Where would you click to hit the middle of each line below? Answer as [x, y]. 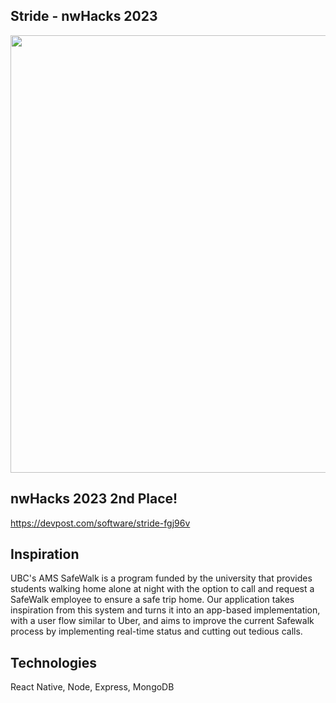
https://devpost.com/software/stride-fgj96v [100, 523]
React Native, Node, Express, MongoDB [92, 687]
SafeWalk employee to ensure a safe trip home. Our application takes [152, 600]
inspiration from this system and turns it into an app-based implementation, [165, 610]
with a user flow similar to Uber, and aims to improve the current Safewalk [162, 621]
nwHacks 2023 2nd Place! [94, 499]
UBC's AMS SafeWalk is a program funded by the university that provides [161, 578]
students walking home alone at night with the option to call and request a [162, 589]
